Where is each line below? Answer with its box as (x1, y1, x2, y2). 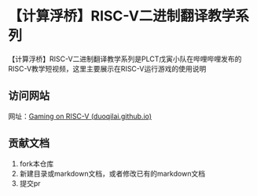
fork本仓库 (19, 158, 54, 169)
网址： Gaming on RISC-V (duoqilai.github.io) (8, 111, 152, 121)
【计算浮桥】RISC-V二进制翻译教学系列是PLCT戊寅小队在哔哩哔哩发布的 (8, 54, 242, 64)
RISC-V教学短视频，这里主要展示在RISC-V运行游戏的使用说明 (8, 64, 207, 73)
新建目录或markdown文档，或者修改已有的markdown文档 (19, 169, 206, 178)
